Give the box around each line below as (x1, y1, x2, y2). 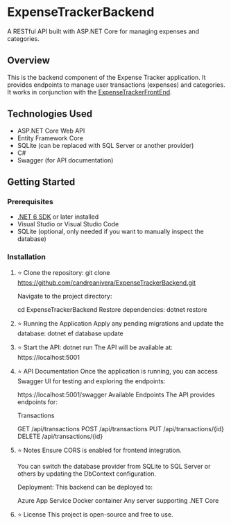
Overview (7, 55, 51, 67)
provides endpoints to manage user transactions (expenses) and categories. (7, 81, 225, 89)
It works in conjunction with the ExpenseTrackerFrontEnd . (7, 87, 172, 96)
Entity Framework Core (17, 133, 83, 142)
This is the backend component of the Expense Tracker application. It (7, 73, 206, 81)
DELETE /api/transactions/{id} (17, 432, 103, 440)
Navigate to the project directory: (17, 292, 112, 300)
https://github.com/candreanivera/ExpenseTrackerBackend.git (17, 278, 196, 287)
